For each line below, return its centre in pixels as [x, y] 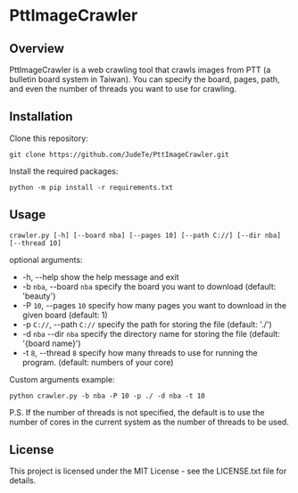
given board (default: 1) [65, 315]
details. [23, 481]
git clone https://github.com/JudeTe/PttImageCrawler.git [119, 154]
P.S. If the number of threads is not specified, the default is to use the [137, 412]
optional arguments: [46, 259]
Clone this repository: [49, 138]
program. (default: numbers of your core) [98, 362]
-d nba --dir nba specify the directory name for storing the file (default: [151, 333]
